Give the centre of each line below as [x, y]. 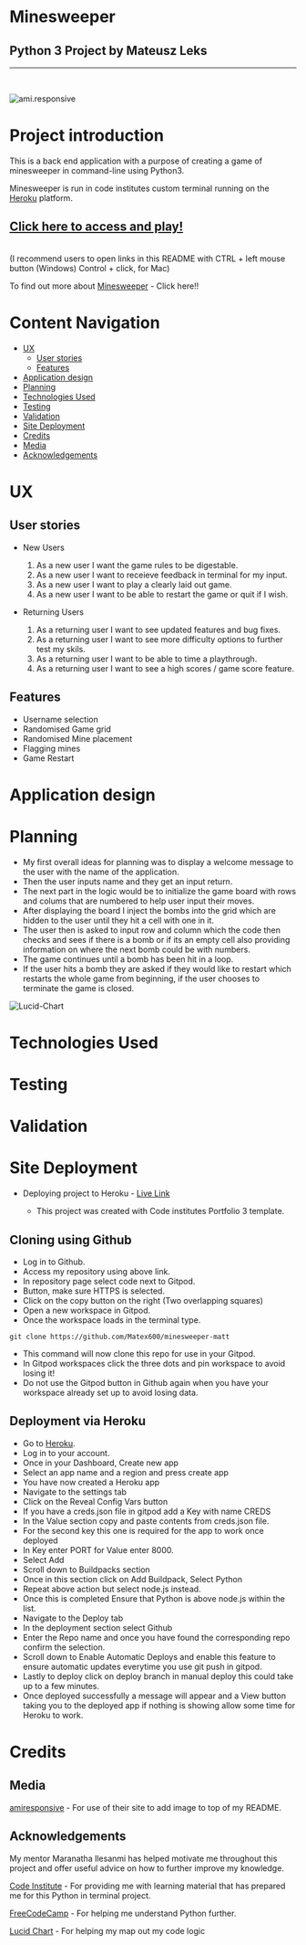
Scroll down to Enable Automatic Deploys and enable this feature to [149, 1656]
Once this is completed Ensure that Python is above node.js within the [153, 1598]
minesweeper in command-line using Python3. [97, 170]
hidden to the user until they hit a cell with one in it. [118, 920]
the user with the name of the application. [101, 872]
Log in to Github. [54, 1262]
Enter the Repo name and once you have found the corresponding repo [156, 1637]
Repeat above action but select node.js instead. [112, 1589]
